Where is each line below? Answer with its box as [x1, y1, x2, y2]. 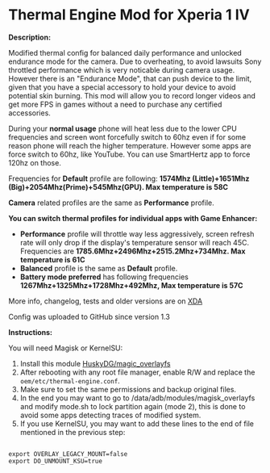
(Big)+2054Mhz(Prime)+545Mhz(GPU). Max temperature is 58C [8, 182, 228, 191]
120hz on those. [8, 157, 62, 167]
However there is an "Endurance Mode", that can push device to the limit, [8, 73, 252, 83]
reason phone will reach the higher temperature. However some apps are [8, 140, 251, 150]
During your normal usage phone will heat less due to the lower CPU [8, 123, 238, 133]
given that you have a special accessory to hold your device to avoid [8, 82, 236, 92]
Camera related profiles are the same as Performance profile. [8, 198, 215, 207]
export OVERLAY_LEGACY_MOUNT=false [8, 450, 128, 458]
